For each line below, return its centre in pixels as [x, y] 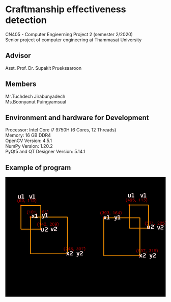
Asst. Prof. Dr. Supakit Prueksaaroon [44, 68]
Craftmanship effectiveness [66, 9]
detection [26, 20]
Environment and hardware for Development [77, 117]
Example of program [38, 167]
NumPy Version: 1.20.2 [29, 146]
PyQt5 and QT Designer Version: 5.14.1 [45, 152]
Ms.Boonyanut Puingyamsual [36, 102]
